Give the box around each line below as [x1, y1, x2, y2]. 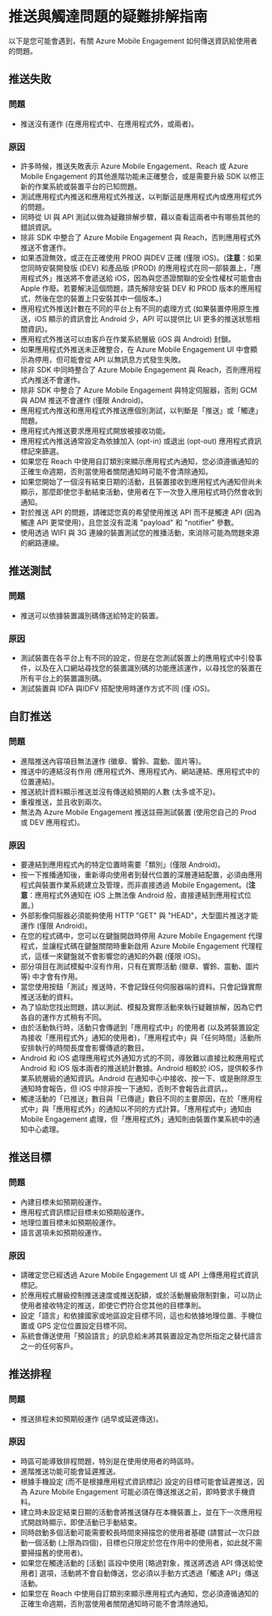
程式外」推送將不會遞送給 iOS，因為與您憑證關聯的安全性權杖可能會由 [27, 273, 262, 283]
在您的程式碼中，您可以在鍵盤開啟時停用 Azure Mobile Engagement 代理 [19, 930, 263, 941]
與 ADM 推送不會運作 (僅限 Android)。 [19, 395, 149, 405]
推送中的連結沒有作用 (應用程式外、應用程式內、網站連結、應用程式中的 [19, 766, 260, 776]
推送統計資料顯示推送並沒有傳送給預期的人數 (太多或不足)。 [19, 787, 220, 797]
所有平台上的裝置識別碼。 [19, 673, 106, 683]
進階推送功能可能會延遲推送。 [19, 1466, 120, 1476]
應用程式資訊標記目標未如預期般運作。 [19, 1207, 149, 1217]
